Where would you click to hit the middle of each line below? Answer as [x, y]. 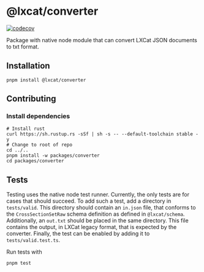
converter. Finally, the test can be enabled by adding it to [78, 233]
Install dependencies [38, 116]
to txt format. [23, 47]
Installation [28, 66]
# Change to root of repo [39, 145]
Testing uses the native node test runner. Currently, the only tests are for [98, 195]
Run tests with [24, 252]
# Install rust [26, 129]
